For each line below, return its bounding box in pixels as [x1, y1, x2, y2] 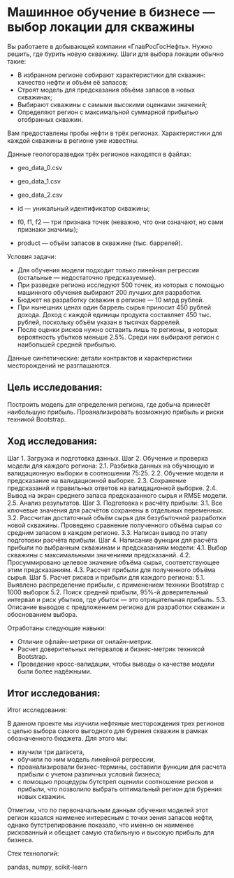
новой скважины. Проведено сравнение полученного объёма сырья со [7, 521, 222, 529]
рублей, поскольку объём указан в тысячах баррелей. [17, 318, 182, 326]
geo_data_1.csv [17, 176, 61, 186]
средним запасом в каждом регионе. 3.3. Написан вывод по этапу [7, 528, 207, 536]
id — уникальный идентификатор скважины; [17, 204, 150, 212]
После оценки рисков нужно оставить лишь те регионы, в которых [17, 325, 219, 333]
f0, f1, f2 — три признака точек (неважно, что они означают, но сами [17, 218, 224, 226]
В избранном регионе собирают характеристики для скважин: [17, 71, 206, 79]
